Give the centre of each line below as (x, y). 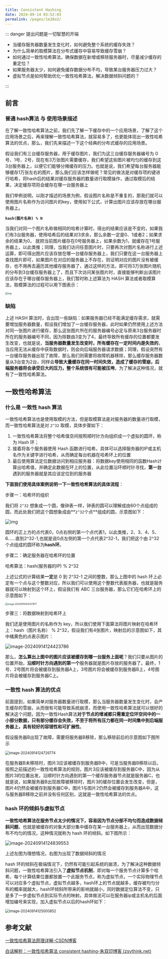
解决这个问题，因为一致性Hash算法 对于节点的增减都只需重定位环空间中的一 (83, 714)
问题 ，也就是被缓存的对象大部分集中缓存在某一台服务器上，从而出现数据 (84, 827)
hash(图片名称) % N (24, 218)
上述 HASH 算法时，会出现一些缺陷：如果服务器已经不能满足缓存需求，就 (80, 318)
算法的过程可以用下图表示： (51, 285)
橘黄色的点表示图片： (31, 636)
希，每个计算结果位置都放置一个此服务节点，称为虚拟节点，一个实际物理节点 (84, 876)
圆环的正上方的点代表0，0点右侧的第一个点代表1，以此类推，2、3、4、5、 (82, 532)
